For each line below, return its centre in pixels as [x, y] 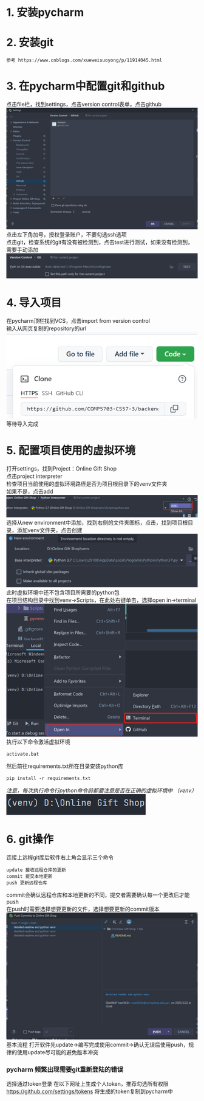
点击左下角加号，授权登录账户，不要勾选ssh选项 [67, 235]
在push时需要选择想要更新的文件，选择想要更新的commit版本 [83, 909]
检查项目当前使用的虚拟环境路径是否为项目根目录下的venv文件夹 [87, 483]
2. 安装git [30, 43]
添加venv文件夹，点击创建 [49, 530]
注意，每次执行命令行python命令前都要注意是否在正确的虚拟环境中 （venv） [102, 790]
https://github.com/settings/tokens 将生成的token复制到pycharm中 [90, 1091]
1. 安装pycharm [45, 12]
